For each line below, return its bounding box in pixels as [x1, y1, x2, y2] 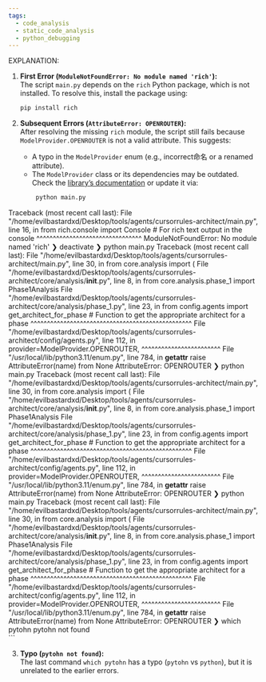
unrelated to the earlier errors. [19, 666, 120, 675]
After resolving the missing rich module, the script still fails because [19, 127, 245, 137]
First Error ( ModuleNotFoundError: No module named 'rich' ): [19, 71, 218, 81]
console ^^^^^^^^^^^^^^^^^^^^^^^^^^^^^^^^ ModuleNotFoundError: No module [8, 234, 257, 243]
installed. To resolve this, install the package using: [19, 89, 188, 98]
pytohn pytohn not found [8, 625, 90, 634]
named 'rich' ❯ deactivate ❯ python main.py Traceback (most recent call [8, 242, 249, 251]
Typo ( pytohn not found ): [19, 649, 105, 658]
